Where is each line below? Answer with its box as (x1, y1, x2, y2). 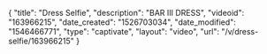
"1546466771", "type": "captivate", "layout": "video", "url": (8, 27, 220, 36)
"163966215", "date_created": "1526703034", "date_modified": (8, 17, 236, 27)
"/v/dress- (221, 27, 259, 36)
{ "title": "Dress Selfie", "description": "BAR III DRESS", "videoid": (8, 8, 245, 18)
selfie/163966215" (8, 35, 74, 46)
